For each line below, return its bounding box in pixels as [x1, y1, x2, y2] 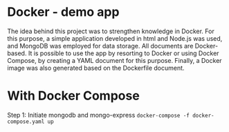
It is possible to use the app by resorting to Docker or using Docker [28, 49, 219, 57]
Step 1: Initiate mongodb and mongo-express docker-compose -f [7, 111, 190, 119]
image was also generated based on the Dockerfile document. [7, 64, 185, 72]
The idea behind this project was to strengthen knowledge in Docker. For [7, 27, 214, 35]
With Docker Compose [7, 88, 140, 104]
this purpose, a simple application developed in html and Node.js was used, [7, 34, 223, 42]
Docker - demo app [7, 4, 120, 20]
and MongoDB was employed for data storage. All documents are [7, 41, 194, 50]
